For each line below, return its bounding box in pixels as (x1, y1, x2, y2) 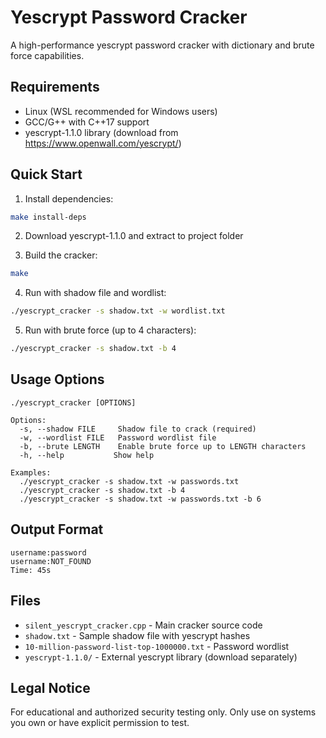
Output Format (10, 521, 104, 538)
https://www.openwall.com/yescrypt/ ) (24, 137, 182, 149)
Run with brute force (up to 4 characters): (24, 324, 197, 336)
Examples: (10, 467, 52, 478)
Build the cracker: (24, 249, 98, 261)
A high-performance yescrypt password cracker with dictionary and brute (10, 39, 315, 51)
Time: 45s (10, 565, 52, 575)
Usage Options (10, 371, 105, 388)
